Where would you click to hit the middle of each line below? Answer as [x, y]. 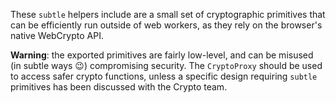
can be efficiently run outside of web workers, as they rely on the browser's [166, 25]
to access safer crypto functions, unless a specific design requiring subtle [164, 76]
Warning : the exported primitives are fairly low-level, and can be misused [162, 55]
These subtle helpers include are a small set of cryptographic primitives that [168, 14]
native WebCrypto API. [57, 35]
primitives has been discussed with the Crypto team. [119, 87]
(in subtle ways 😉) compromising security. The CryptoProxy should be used [166, 65]
